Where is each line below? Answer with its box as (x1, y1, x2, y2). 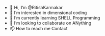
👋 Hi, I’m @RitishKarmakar (9, 5, 63, 10)
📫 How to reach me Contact (9, 26, 68, 31)
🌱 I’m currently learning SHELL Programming (9, 15, 101, 20)
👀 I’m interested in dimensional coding (9, 10, 87, 16)
